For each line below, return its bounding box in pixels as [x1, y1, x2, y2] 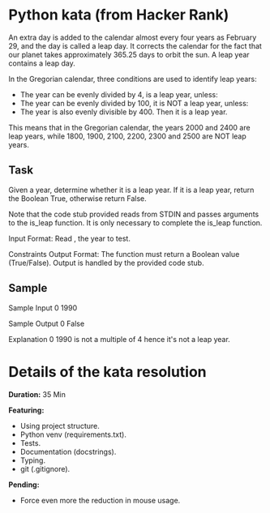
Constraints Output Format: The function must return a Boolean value [8, 249, 240, 259]
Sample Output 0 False [8, 318, 85, 328]
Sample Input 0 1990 [8, 302, 78, 313]
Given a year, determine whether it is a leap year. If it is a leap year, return [8, 185, 255, 195]
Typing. [19, 455, 46, 465]
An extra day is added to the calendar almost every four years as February [8, 32, 257, 42]
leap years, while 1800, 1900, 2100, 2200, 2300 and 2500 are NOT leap [8, 131, 247, 141]
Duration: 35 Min [8, 389, 66, 399]
